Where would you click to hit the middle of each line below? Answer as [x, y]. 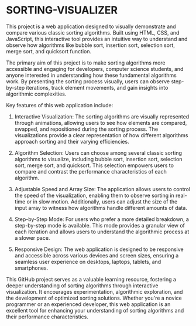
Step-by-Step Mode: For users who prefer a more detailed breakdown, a [102, 219]
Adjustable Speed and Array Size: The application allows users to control [102, 189]
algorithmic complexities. [36, 94]
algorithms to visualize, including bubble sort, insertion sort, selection [98, 159]
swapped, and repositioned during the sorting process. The [86, 129]
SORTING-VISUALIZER [62, 10]
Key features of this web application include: [60, 105]
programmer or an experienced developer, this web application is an [88, 304]
